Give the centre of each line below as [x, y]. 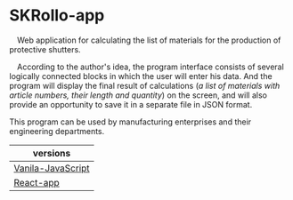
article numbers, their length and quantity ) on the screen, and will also [138, 95]
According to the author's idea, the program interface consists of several [151, 67]
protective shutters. [45, 49]
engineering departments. [57, 131]
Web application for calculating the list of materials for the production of [149, 40]
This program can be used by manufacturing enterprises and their [130, 122]
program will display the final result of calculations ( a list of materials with [145, 85]
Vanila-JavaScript [52, 168]
